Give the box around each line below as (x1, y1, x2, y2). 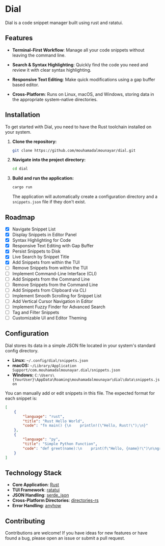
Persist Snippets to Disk (12, 248, 60, 254)
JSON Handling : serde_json (12, 492, 69, 498)
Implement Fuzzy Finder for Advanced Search (12, 304, 106, 310)
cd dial (12, 166, 28, 172)
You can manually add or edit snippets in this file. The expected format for (5, 390, 155, 396)
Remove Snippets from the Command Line (12, 282, 98, 287)
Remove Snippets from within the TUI (12, 265, 88, 271)
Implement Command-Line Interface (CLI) (12, 270, 97, 276)
